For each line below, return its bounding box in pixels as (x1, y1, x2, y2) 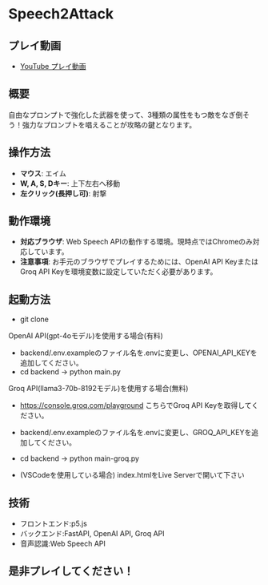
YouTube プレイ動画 (19, 62, 86, 71)
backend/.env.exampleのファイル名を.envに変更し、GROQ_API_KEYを (19, 428, 252, 438)
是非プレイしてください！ (8, 564, 134, 578)
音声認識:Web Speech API (19, 539, 106, 549)
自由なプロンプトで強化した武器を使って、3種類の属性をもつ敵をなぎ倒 (8, 110, 243, 119)
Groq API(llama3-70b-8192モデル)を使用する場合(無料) (8, 384, 189, 393)
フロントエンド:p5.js (19, 518, 88, 529)
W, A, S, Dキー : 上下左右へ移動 (19, 178, 121, 188)
